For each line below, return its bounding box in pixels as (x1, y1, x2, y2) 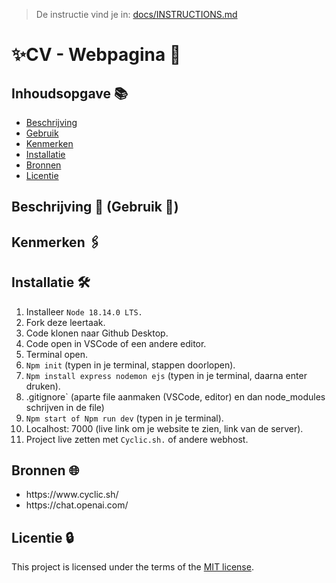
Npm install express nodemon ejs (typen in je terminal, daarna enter (25, 369, 308, 381)
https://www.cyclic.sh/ (25, 489, 119, 501)
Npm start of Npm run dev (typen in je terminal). (25, 412, 224, 424)
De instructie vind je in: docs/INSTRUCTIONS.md (35, 9, 238, 20)
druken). (25, 380, 61, 392)
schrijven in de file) (25, 401, 105, 413)
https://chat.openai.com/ (25, 499, 129, 511)
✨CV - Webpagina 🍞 (11, 44, 182, 66)
